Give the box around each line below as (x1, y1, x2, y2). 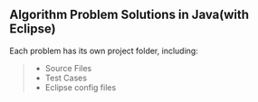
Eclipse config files (44, 81, 117, 93)
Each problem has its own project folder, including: (9, 45, 199, 56)
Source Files (44, 62, 92, 73)
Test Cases (44, 72, 88, 83)
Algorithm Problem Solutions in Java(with (9, 7, 250, 23)
